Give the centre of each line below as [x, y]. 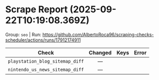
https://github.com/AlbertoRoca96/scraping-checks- [98, 34]
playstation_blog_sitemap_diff [46, 61]
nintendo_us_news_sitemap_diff [46, 69]
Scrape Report [37, 9]
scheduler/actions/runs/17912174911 [43, 40]
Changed [100, 52]
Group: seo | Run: [24, 34]
